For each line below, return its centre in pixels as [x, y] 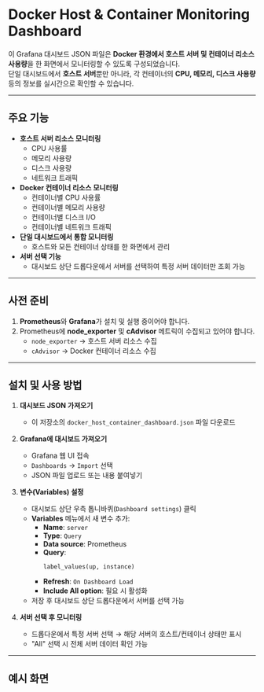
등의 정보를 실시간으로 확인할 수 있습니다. [71, 83]
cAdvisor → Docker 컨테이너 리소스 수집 [94, 351]
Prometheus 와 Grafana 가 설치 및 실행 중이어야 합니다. [104, 321]
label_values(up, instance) [89, 567]
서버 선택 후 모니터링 [51, 617]
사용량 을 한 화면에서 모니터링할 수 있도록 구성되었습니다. [94, 64]
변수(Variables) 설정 [51, 492]
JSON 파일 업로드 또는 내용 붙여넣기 [87, 475]
